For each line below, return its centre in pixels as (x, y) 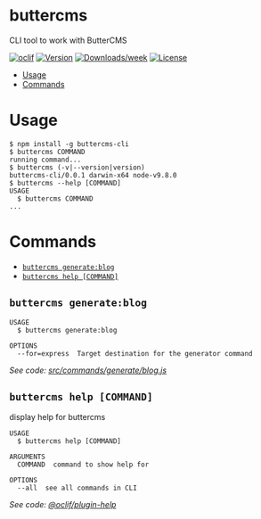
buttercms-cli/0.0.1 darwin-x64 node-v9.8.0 (93, 175)
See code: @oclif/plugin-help (63, 505)
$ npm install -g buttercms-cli (69, 144)
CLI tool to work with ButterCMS (68, 40)
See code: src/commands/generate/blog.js (88, 370)
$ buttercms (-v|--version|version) (77, 167)
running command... (45, 160)
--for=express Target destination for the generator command (135, 353)
